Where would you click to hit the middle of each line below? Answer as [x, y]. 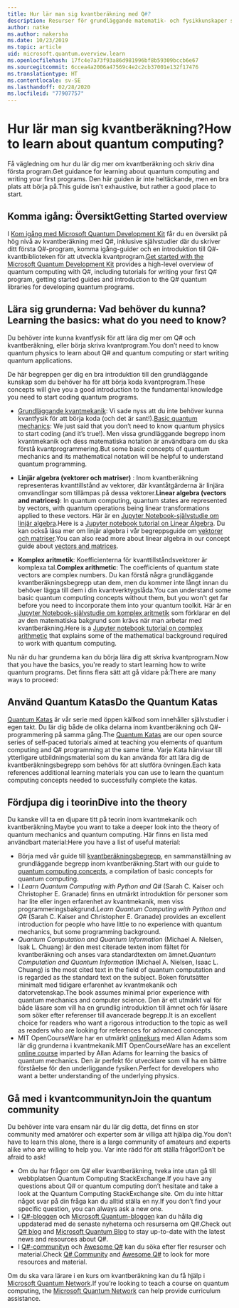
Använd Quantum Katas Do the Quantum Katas [113, 703]
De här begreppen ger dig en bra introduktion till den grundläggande [108, 374]
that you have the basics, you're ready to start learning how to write [107, 664]
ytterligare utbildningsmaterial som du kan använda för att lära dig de [108, 757]
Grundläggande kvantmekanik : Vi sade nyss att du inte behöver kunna [121, 410]
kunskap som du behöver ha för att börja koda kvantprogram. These [106, 382]
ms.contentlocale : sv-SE [44, 80]
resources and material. [52, 1262]
